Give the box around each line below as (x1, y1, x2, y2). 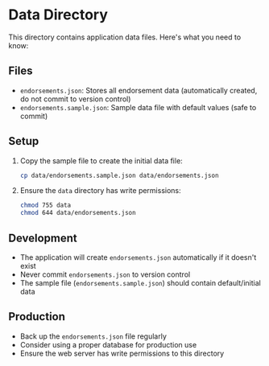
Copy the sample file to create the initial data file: (19, 155, 183, 166)
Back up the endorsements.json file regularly (19, 331, 168, 341)
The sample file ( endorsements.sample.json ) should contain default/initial (19, 278, 262, 287)
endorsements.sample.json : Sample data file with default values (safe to (19, 102, 257, 112)
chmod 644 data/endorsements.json (19, 209, 136, 217)
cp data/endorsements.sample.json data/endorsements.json (19, 171, 219, 179)
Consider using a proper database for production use (19, 339, 197, 349)
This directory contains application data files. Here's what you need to (8, 32, 242, 42)
